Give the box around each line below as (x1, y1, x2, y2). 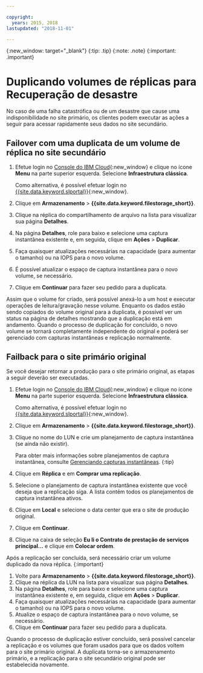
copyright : (6, 14, 34, 20)
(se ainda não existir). (14, 440, 69, 447)
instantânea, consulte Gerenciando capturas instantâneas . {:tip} (14, 458, 174, 465)
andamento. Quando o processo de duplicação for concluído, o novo (6, 321, 178, 329)
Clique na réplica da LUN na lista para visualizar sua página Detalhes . (14, 578, 189, 586)
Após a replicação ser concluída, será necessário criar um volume (6, 554, 171, 561)
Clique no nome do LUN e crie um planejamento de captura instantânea (14, 433, 194, 441)
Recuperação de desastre (6, 88, 138, 101)
